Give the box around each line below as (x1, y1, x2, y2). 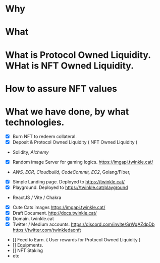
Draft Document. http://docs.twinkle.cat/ (12, 210, 97, 216)
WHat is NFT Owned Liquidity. (5, 60, 134, 71)
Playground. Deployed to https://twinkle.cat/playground (12, 184, 128, 190)
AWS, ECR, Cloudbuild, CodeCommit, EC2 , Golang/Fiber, (12, 169, 131, 175)
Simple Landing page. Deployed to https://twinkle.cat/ (12, 178, 125, 184)
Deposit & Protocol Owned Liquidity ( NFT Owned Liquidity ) (12, 139, 138, 145)
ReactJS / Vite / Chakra (12, 194, 62, 201)
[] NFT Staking (12, 247, 43, 253)
